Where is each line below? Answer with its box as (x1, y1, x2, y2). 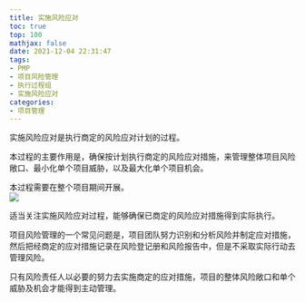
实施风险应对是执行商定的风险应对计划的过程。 (9, 132, 184, 143)
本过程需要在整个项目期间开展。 (9, 182, 129, 193)
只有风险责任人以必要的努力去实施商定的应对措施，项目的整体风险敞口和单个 (9, 271, 296, 282)
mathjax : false (9, 38, 67, 48)
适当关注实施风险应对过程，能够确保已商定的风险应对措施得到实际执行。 (9, 210, 280, 221)
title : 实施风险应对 (9, 13, 79, 23)
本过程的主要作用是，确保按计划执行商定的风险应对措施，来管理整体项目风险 (9, 151, 296, 162)
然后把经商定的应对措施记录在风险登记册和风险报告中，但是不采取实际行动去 (9, 241, 296, 252)
